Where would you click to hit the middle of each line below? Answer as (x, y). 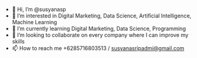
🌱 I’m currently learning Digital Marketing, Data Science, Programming (99, 28)
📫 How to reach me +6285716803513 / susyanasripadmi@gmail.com (98, 48)
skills (18, 41)
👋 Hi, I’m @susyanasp (39, 9)
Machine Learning (34, 22)
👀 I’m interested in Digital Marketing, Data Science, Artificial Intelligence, (102, 16)
